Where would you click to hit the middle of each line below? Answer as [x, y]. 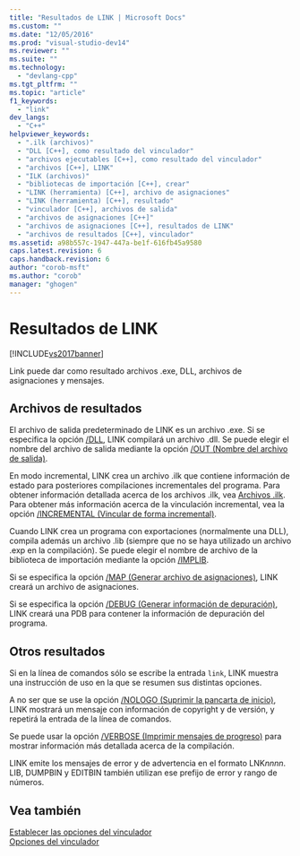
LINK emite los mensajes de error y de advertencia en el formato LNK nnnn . [148, 764]
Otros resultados [57, 651]
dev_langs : [30, 117]
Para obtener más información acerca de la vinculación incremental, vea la [147, 505]
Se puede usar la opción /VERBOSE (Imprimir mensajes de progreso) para [146, 737]
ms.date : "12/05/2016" [51, 34]
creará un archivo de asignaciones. [74, 587]
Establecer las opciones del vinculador [81, 832]
